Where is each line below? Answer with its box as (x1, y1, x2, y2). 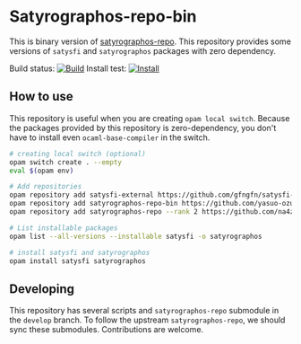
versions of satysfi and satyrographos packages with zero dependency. (9, 45, 276, 56)
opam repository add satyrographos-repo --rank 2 (9, 207, 199, 216)
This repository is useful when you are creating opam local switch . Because (9, 112, 290, 123)
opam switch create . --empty (9, 157, 123, 167)
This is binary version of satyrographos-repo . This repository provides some (9, 36, 291, 47)
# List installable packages (9, 223, 118, 233)
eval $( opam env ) (9, 166, 74, 175)
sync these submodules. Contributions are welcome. (9, 324, 204, 335)
